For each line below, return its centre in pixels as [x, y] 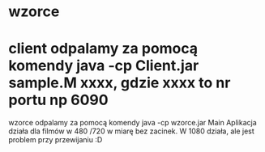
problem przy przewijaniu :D [56, 140]
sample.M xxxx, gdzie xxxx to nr [120, 83]
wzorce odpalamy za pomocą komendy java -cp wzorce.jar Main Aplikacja [132, 123]
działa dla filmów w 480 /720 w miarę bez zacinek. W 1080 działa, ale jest [132, 131]
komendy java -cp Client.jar [104, 66]
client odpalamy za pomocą [103, 49]
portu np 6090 [58, 100]
